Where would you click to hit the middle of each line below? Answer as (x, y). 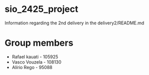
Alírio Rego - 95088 (32, 67)
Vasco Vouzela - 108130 (37, 62)
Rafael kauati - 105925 (35, 57)
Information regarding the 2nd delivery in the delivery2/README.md (74, 23)
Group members (39, 43)
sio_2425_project (41, 9)
